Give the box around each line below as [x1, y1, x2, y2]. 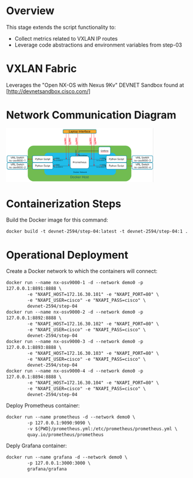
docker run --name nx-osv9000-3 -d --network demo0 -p [6, 339, 144, 345]
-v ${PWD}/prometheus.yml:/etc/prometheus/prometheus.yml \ [27, 426, 178, 432]
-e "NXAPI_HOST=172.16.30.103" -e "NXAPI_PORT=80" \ [27, 351, 159, 357]
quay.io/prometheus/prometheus [27, 432, 104, 438]
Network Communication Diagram [6, 108, 177, 122]
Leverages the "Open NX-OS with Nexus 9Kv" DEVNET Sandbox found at [6, 81, 184, 88]
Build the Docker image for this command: [6, 216, 108, 223]
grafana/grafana [27, 466, 67, 472]
